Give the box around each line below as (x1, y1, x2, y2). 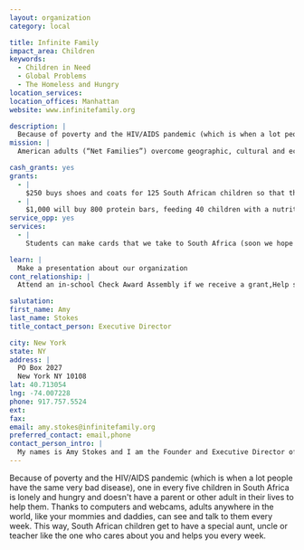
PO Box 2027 (17, 364, 63, 373)
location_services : (9, 88, 83, 98)
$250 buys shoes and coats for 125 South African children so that (25, 188, 285, 197)
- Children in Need (17, 63, 91, 72)
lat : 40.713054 (9, 381, 67, 390)
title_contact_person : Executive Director (9, 322, 172, 331)
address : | (9, 355, 51, 365)
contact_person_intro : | (9, 440, 103, 449)
